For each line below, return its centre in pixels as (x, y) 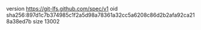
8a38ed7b (19, 21)
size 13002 (46, 21)
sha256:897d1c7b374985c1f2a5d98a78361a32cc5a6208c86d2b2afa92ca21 (100, 15)
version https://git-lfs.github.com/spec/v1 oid (62, 9)
